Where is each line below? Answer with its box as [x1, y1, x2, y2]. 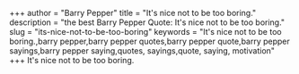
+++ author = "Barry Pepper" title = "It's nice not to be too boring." [9, 8, 257, 18]
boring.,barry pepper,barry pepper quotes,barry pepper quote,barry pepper [9, 36, 290, 46]
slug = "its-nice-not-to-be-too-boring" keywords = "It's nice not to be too [9, 27, 282, 37]
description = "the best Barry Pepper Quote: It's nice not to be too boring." [9, 17, 286, 28]
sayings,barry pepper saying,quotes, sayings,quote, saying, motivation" [9, 45, 276, 56]
